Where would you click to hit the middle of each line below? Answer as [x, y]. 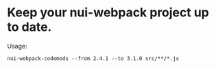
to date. [29, 27]
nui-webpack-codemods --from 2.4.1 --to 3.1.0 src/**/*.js [93, 58]
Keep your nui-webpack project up [108, 13]
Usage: [17, 46]
